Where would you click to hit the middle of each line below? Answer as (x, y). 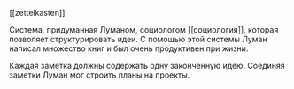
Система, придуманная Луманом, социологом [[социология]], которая (144, 30)
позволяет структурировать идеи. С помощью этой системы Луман (138, 39)
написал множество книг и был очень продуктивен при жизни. (129, 48)
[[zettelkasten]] (37, 13)
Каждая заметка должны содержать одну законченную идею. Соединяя (147, 66)
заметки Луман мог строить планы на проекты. (100, 75)
